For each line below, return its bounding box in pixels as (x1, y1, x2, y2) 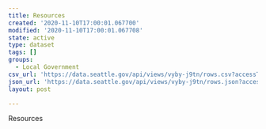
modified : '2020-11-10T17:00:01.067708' (8, 26, 144, 34)
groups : (8, 56, 34, 64)
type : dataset (8, 41, 55, 49)
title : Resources (8, 11, 66, 20)
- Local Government (15, 63, 80, 71)
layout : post (8, 85, 51, 93)
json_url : (8, 78, 41, 85)
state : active (8, 33, 55, 42)
